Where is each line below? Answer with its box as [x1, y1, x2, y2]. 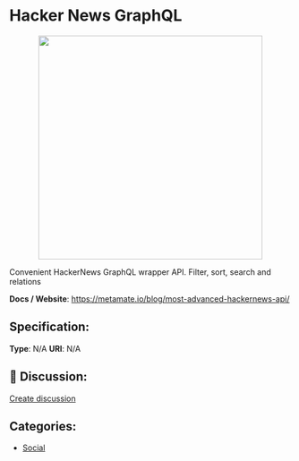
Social [21, 442, 46, 453]
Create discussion [9, 393, 76, 404]
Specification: [9, 320, 90, 335]
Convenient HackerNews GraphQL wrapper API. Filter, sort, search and [9, 266, 271, 277]
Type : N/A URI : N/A [9, 343, 81, 354]
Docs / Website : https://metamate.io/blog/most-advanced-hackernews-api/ [9, 293, 290, 304]
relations [9, 276, 42, 286]
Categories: [9, 418, 77, 434]
